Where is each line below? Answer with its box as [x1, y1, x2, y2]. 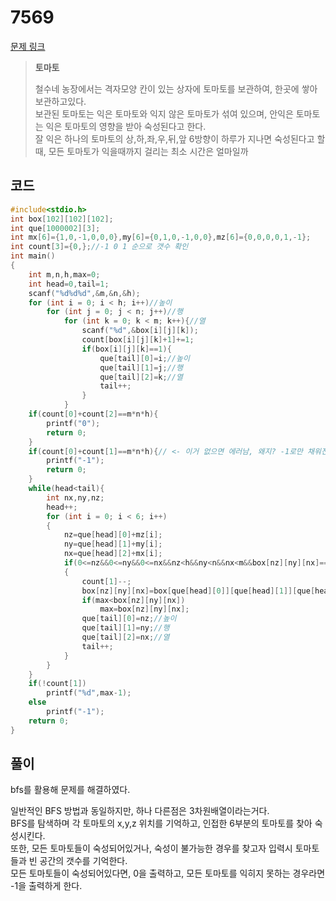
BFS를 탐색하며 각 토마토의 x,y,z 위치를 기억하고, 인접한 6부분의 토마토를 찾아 [10, 817, 313, 830]
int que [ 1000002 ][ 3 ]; [10, 223, 101, 233]
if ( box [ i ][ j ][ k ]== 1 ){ [81, 344, 172, 354]
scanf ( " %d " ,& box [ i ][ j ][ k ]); [81, 326, 199, 336]
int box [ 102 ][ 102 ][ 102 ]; [10, 214, 114, 224]
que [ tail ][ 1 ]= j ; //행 [99, 362, 183, 373]
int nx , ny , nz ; [46, 492, 105, 503]
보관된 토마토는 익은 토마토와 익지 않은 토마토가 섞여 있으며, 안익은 [34, 107, 294, 120]
